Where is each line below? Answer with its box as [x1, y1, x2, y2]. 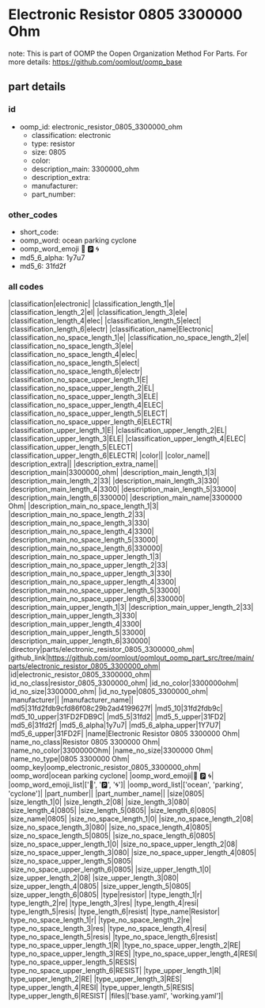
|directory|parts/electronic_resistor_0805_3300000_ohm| [8, 645, 195, 654]
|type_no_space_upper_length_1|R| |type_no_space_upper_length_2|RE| [8, 941, 241, 950]
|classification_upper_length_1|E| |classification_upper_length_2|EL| [8, 426, 228, 435]
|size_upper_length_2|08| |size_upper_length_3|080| [8, 873, 180, 883]
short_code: [19, 227, 59, 236]
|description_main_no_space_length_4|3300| [8, 527, 154, 536]
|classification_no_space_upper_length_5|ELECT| [8, 408, 168, 418]
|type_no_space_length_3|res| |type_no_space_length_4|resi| [8, 924, 207, 933]
